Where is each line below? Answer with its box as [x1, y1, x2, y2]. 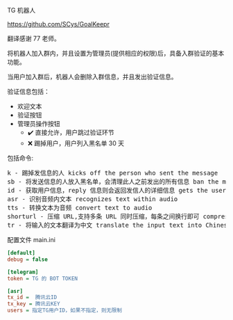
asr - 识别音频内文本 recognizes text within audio [7, 195, 178, 203]
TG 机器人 [7, 6, 36, 14]
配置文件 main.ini [7, 236, 55, 243]
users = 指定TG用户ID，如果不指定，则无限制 [7, 307, 123, 314]
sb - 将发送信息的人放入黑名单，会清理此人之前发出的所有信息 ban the [7, 178, 219, 186]
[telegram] [7, 269, 39, 275]
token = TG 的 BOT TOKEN [7, 275, 78, 282]
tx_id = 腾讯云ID [7, 294, 58, 301]
